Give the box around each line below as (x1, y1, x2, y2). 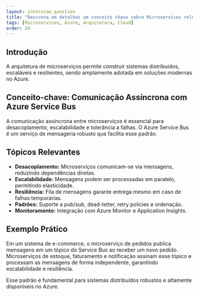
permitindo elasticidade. (14, 182, 74, 189)
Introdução (6, 47, 48, 57)
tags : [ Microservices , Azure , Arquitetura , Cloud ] (6, 20, 134, 25)
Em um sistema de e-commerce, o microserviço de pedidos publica (6, 240, 172, 247)
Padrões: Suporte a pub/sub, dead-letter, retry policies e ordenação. (14, 201, 183, 208)
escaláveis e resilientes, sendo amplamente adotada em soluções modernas (6, 69, 192, 76)
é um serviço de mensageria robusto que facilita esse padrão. (6, 130, 158, 137)
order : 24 (6, 25, 31, 31)
